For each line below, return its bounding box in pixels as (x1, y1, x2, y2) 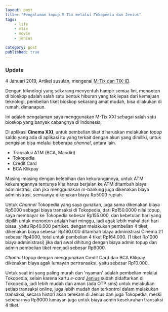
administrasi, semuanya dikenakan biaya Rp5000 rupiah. (5, 191, 123, 198)
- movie (14, 31, 30, 36)
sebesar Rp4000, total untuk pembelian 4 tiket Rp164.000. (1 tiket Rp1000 (5, 234, 158, 240)
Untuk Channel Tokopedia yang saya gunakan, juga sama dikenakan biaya (5, 201, 160, 207)
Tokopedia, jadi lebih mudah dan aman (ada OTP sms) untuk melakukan (5, 280, 155, 287)
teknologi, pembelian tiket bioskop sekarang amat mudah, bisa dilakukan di (5, 98, 162, 105)
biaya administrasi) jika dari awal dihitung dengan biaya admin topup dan (5, 239, 157, 245)
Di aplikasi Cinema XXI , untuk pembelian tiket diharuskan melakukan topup (5, 129, 162, 135)
